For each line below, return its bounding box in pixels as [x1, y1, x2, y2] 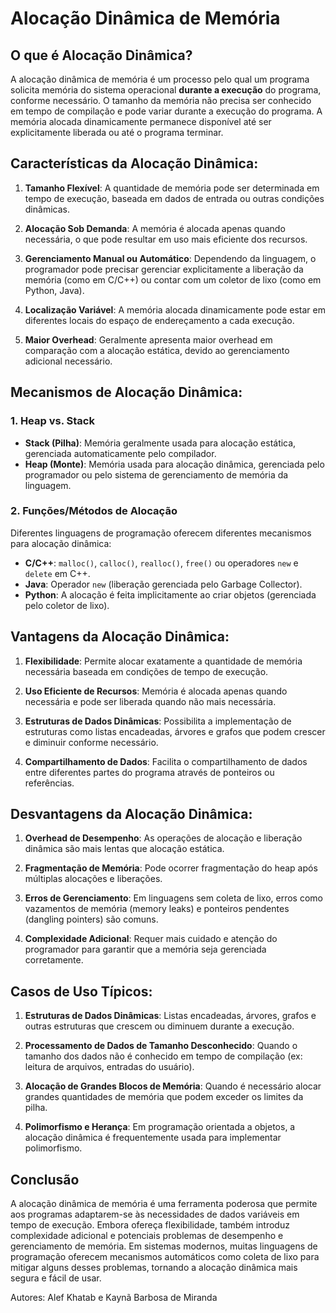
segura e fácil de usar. [10, 1272, 102, 1284]
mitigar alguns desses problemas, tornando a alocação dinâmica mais [10, 1262, 298, 1274]
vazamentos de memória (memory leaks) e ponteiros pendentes [24, 903, 290, 915]
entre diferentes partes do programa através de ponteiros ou [24, 766, 275, 778]
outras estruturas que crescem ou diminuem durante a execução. [24, 1020, 295, 1032]
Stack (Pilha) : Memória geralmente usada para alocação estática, [24, 437, 297, 449]
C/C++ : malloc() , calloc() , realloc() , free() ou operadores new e [24, 557, 299, 569]
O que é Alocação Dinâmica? [10, 47, 193, 64]
